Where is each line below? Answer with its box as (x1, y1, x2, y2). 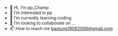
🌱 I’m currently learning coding (9, 15, 72, 20)
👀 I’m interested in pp (9, 10, 52, 16)
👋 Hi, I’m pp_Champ (9, 5, 50, 10)
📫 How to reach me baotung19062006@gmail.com (9, 26, 113, 31)
